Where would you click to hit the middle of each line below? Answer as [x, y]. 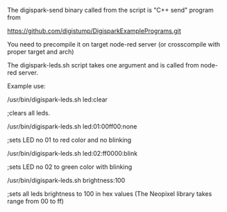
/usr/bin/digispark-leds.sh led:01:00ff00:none [72, 127]
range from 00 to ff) [36, 201]
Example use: [27, 86]
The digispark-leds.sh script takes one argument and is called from [103, 65]
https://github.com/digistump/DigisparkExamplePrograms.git [94, 31]
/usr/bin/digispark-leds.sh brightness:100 [66, 180]
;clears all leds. [29, 113]
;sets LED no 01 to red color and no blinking [69, 140]
